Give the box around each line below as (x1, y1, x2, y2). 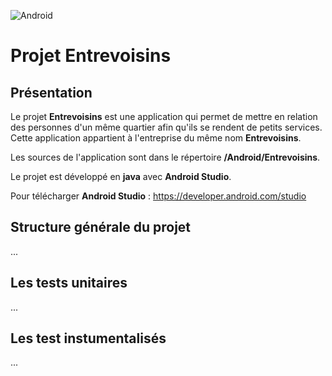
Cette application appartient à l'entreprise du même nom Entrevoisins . (10, 132, 302, 144)
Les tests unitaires (10, 275, 128, 292)
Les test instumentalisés (10, 330, 167, 347)
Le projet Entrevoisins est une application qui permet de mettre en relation (10, 111, 318, 122)
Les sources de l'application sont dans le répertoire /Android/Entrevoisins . (10, 151, 321, 163)
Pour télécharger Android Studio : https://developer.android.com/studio (10, 190, 307, 202)
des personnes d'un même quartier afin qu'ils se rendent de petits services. (10, 121, 323, 133)
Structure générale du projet (10, 219, 192, 236)
